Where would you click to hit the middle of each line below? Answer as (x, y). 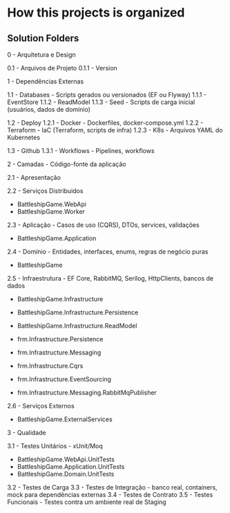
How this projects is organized (96, 13)
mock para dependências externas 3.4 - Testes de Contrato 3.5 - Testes (110, 495)
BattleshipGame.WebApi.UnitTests (66, 459)
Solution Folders (43, 38)
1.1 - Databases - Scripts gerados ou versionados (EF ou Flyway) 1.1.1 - (107, 95)
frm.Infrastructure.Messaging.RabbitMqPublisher (87, 392)
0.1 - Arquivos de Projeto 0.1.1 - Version (62, 68)
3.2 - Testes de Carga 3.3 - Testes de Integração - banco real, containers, (112, 487)
